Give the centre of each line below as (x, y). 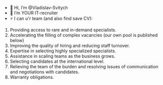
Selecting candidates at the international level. (57, 61)
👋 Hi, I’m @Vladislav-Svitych (39, 8)
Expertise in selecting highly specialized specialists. (63, 51)
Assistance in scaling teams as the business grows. (63, 56)
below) (17, 40)
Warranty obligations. (32, 77)
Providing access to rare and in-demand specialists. (63, 30)
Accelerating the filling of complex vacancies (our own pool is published (84, 35)
